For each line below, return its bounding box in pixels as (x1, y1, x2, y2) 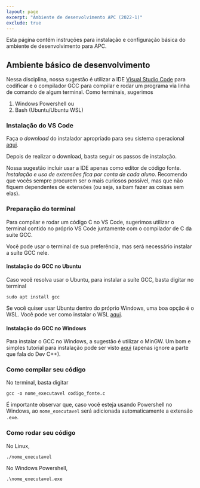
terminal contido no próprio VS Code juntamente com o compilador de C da (6, 225, 192, 232)
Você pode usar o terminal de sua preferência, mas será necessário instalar (6, 243, 192, 250)
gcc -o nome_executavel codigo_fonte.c (6, 391, 106, 396)
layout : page (6, 8, 39, 15)
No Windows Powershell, (6, 464, 68, 471)
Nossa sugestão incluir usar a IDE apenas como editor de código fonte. (6, 164, 181, 172)
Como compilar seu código (6, 365, 86, 374)
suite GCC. (6, 231, 33, 238)
